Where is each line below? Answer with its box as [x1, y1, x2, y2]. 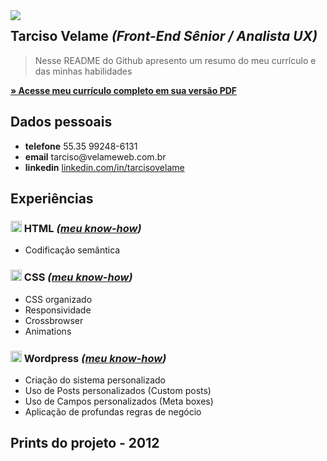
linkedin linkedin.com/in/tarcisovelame [24, 161, 185, 173]
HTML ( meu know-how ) [23, 221, 142, 235]
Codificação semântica [24, 244, 121, 256]
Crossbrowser [24, 314, 84, 326]
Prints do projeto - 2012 [10, 435, 160, 452]
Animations [24, 325, 72, 337]
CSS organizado [24, 293, 93, 305]
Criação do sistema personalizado [24, 374, 167, 386]
